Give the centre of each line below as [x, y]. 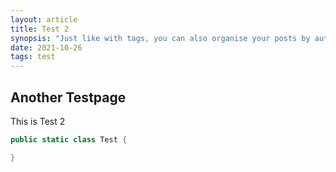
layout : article [44, 19]
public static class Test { [69, 139]
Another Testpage [68, 97]
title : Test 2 [40, 29]
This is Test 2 [38, 121]
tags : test [33, 57]
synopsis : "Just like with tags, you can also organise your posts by [160, 38]
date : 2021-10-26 [46, 47]
